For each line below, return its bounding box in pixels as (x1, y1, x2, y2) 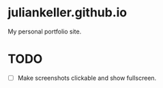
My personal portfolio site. (8, 27, 82, 35)
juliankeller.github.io (8, 5, 128, 20)
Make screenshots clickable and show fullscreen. (17, 74, 157, 82)
